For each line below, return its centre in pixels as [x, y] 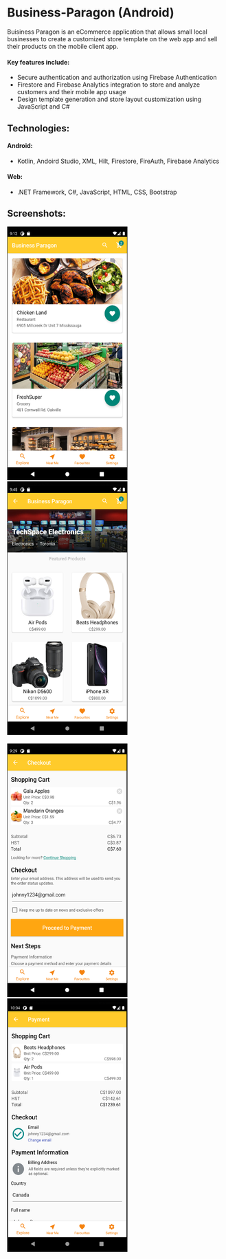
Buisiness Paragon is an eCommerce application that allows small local [107, 32]
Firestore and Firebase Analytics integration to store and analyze [109, 85]
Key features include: [38, 62]
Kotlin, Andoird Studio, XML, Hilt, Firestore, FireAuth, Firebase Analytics [118, 161]
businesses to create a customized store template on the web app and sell [112, 39]
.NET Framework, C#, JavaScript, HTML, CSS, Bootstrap [97, 192]
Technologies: [38, 128]
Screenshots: [37, 214]
